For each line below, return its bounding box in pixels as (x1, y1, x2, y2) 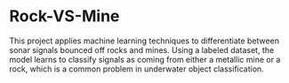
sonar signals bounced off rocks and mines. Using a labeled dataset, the (9, 44, 275, 55)
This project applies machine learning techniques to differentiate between (9, 35, 280, 46)
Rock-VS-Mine (9, 6, 120, 26)
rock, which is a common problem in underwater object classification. (9, 64, 264, 74)
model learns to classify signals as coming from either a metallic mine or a (9, 54, 281, 64)
